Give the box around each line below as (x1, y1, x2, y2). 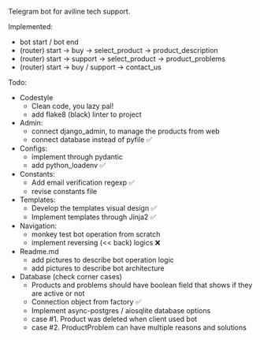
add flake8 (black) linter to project (31, 110, 142, 119)
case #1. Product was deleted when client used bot (31, 315, 198, 323)
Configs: (19, 144, 48, 153)
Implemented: (8, 22, 54, 31)
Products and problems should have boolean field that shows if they (31, 280, 253, 290)
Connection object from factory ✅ (31, 297, 142, 306)
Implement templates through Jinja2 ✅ (31, 212, 157, 222)
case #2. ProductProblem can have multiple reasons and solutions (31, 323, 247, 332)
